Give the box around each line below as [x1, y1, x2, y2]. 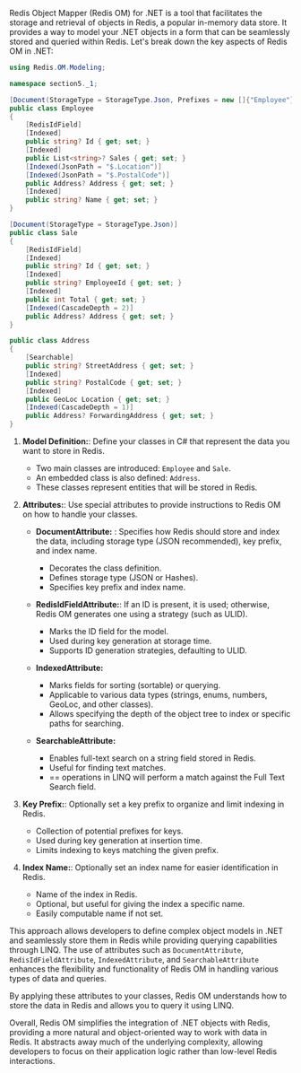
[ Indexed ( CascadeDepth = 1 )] [25, 403, 134, 412]
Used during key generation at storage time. [48, 636, 212, 646]
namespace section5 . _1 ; [9, 79, 99, 88]
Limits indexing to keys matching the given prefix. [35, 845, 219, 855]
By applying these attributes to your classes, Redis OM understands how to [9, 990, 288, 1001]
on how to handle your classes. [21, 509, 138, 519]
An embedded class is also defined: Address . [35, 473, 201, 483]
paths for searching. [48, 718, 124, 728]
